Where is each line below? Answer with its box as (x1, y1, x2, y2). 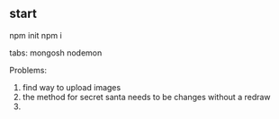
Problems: (9, 64, 48, 75)
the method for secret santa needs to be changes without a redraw (22, 91, 272, 102)
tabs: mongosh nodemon (9, 47, 103, 58)
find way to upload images (22, 81, 121, 92)
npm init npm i (9, 30, 63, 40)
